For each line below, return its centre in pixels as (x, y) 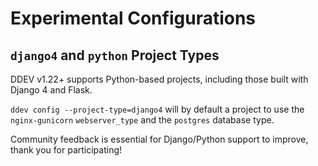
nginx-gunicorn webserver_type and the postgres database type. (142, 120)
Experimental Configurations (133, 18)
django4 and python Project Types (115, 55)
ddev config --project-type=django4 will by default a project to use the (157, 109)
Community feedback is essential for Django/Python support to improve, (159, 139)
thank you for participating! (66, 150)
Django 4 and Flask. (51, 90)
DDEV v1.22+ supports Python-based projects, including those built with (159, 79)
